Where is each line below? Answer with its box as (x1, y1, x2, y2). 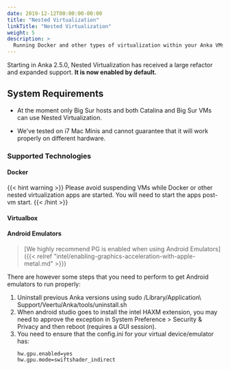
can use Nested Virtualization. (16, 113, 103, 122)
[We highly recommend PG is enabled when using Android (23, 244, 189, 253)
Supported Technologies (7, 151, 91, 161)
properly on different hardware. (16, 134, 106, 142)
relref (37, 252, 53, 260)
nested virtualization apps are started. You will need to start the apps (7, 190, 201, 199)
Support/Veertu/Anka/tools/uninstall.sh (16, 300, 127, 309)
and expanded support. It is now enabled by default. (7, 68, 157, 76)
